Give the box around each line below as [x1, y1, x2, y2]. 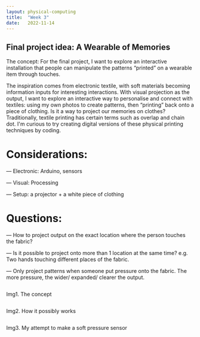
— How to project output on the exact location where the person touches [6, 232, 186, 239]
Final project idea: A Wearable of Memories [6, 42, 171, 52]
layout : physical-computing [6, 8, 76, 15]
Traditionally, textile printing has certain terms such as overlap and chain [6, 114, 185, 122]
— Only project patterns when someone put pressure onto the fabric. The [6, 268, 187, 275]
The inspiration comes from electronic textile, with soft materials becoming [6, 82, 190, 90]
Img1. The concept [6, 291, 52, 298]
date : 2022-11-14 [6, 20, 55, 26]
